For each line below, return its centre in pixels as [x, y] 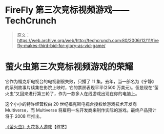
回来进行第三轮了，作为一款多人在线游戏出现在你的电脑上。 [80, 93]
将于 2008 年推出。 [24, 116]
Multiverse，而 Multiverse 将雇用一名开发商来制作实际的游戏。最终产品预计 [81, 110]
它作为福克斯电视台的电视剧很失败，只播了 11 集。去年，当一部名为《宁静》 [81, 81]
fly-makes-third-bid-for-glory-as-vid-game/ [61, 45]
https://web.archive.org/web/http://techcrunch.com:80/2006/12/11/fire [88, 40]
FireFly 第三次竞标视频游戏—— [67, 10]
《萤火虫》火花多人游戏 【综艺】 [37, 126]
